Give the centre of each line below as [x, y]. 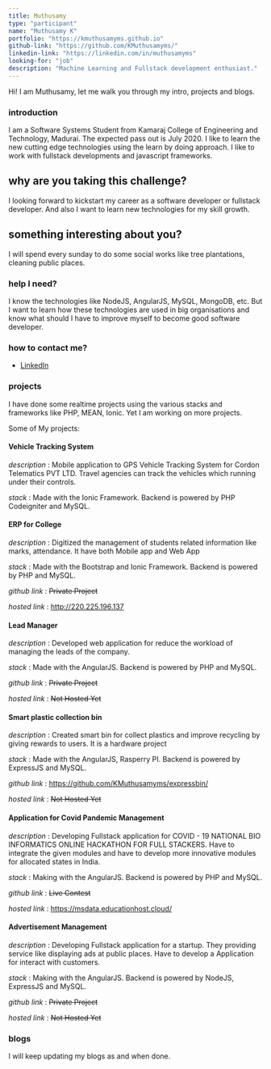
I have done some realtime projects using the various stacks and [116, 404]
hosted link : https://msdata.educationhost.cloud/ [90, 908]
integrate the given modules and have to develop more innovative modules [132, 852]
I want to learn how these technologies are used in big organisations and [129, 309]
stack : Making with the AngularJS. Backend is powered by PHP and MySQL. [135, 877]
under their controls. [42, 482]
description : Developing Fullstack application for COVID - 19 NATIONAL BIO [135, 835]
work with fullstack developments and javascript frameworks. [110, 156]
